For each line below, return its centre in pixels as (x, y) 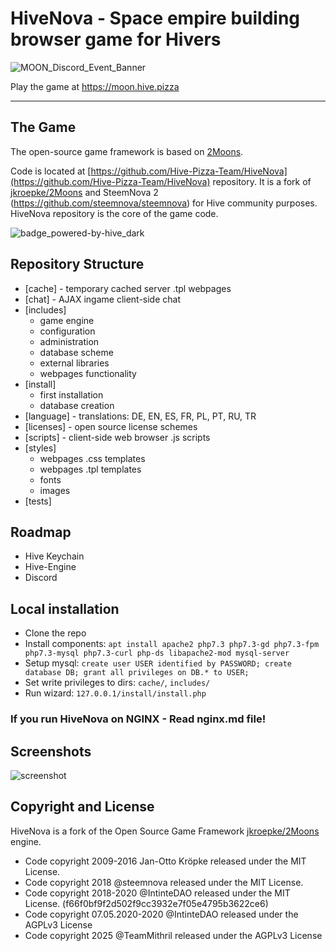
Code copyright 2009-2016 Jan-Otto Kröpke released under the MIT (165, 861)
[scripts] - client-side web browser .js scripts (117, 437)
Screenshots (51, 751)
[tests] (38, 501)
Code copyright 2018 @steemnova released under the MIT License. (164, 882)
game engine (67, 320)
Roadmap (41, 532)
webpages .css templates (92, 458)
